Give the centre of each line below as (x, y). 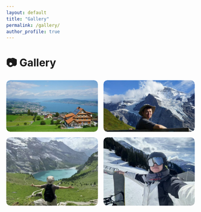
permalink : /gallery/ (33, 25)
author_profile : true (33, 32)
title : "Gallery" (28, 19)
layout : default (26, 13)
